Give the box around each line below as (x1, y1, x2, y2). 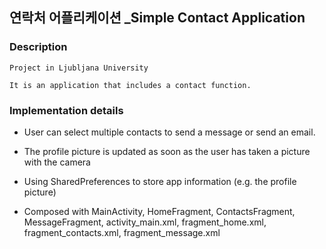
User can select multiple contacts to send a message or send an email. (23, 126, 316, 138)
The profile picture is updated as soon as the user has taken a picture (23, 145, 311, 157)
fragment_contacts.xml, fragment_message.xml (23, 226, 221, 238)
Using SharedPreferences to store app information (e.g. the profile (23, 175, 297, 187)
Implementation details (9, 103, 124, 117)
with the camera (23, 156, 91, 168)
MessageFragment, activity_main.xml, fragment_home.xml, (23, 216, 267, 228)
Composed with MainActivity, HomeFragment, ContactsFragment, (23, 205, 296, 217)
